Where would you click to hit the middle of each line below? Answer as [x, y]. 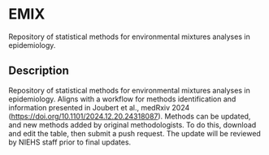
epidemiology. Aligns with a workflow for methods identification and [122, 99]
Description [39, 71]
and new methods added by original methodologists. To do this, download [132, 125]
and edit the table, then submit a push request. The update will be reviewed [135, 133]
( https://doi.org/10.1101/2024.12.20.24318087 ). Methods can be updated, [130, 116]
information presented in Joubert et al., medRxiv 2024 [99, 107]
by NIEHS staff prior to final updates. [70, 142]
